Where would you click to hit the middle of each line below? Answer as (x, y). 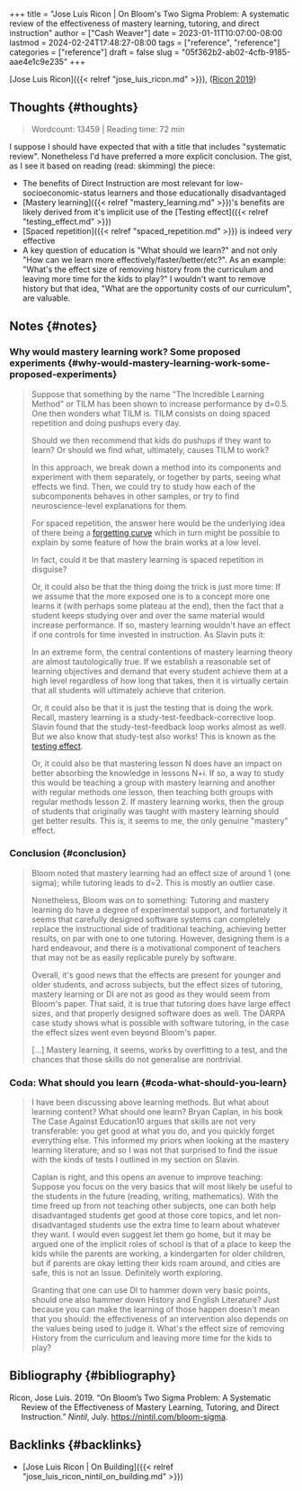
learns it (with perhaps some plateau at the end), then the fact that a (158, 605)
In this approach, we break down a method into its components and (156, 467)
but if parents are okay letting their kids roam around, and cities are (156, 1263)
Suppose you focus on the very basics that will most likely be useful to (162, 1187)
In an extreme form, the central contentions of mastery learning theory (162, 652)
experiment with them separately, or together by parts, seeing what (156, 476)
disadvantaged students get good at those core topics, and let (147, 1215)
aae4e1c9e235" (39, 62)
